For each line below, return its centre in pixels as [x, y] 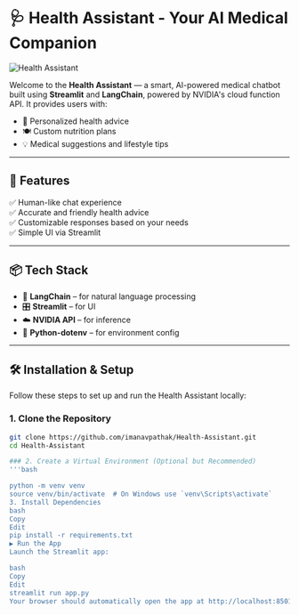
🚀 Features [40, 181]
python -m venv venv [48, 486]
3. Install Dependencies [55, 502]
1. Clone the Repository [60, 418]
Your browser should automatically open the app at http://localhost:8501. [153, 601]
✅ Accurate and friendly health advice [79, 212]
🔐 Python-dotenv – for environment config [101, 332]
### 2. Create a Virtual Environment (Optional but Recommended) [133, 461]
